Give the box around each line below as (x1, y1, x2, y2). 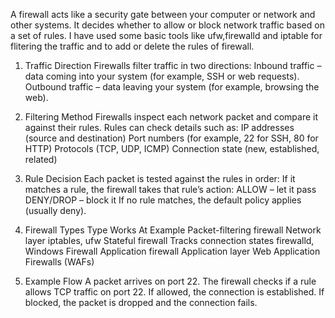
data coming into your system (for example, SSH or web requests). (24, 70, 300, 82)
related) (24, 154, 58, 165)
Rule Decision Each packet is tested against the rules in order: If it (24, 173, 296, 184)
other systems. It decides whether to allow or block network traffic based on (10, 19, 325, 31)
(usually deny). (24, 205, 87, 216)
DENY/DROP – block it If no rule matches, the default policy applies (24, 194, 302, 206)
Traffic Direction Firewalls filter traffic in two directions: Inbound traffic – (24, 60, 322, 71)
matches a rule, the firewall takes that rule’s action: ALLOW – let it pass (24, 184, 317, 195)
